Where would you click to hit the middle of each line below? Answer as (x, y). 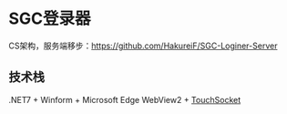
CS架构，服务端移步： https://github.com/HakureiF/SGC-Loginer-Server (143, 46)
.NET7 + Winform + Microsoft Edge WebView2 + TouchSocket (125, 99)
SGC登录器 (50, 19)
